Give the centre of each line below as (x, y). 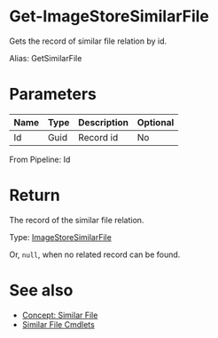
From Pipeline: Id (40, 159)
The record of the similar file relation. (77, 220)
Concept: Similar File (60, 315)
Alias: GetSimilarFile (46, 58)
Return (35, 195)
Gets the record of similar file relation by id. (88, 41)
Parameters (53, 94)
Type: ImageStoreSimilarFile (61, 237)
